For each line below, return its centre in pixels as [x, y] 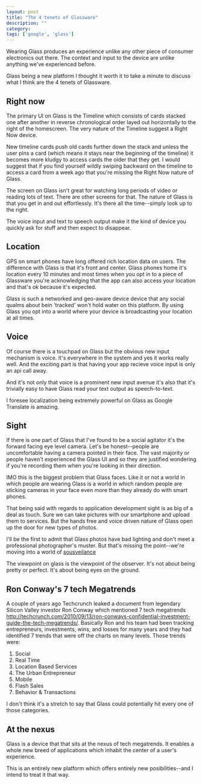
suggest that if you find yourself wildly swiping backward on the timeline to [99, 166]
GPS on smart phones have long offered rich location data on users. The [96, 261]
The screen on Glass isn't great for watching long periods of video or [92, 190]
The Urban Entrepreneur [46, 673]
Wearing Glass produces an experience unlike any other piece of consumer [100, 51]
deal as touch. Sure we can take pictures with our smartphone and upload [98, 515]
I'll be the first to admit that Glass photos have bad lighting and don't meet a [100, 539]
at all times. [21, 318]
